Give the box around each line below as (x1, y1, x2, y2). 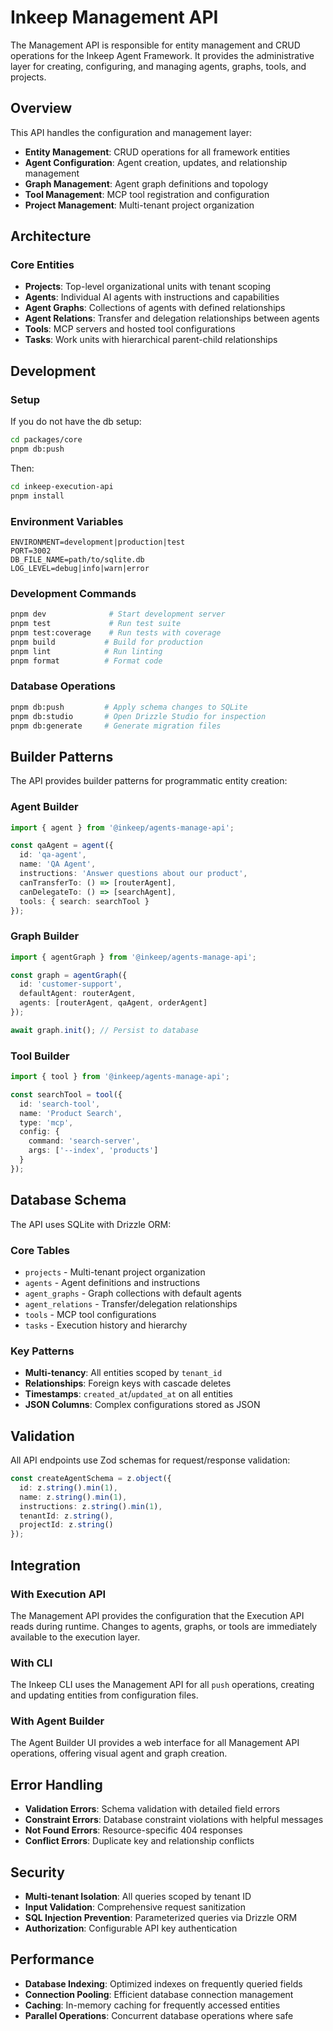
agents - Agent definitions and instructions (24, 1276, 201, 1288)
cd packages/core (10, 435, 83, 445)
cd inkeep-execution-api (10, 481, 114, 491)
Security (10, 1864, 65, 1881)
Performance (10, 1951, 95, 1968)
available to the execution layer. (10, 1631, 141, 1643)
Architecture (10, 228, 92, 245)
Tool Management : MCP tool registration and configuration (24, 188, 270, 200)
